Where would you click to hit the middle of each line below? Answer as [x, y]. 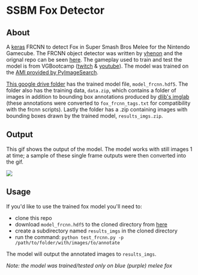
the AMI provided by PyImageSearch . [52, 72]
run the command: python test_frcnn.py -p [69, 237]
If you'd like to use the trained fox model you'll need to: [74, 206]
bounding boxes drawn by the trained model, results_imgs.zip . [85, 116]
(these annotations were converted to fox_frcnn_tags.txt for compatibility [98, 103]
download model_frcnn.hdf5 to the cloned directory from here [91, 224]
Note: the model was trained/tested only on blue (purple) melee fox [89, 265]
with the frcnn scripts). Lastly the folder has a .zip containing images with [97, 109]
